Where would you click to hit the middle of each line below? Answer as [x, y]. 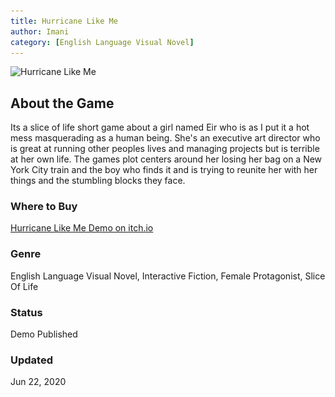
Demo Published [44, 334]
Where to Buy [44, 207]
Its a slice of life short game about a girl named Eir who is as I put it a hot [160, 127]
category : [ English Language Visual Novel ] [102, 42]
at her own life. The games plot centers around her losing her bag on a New [166, 159]
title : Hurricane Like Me [64, 21]
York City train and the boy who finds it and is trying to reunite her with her [164, 170]
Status [26, 312]
